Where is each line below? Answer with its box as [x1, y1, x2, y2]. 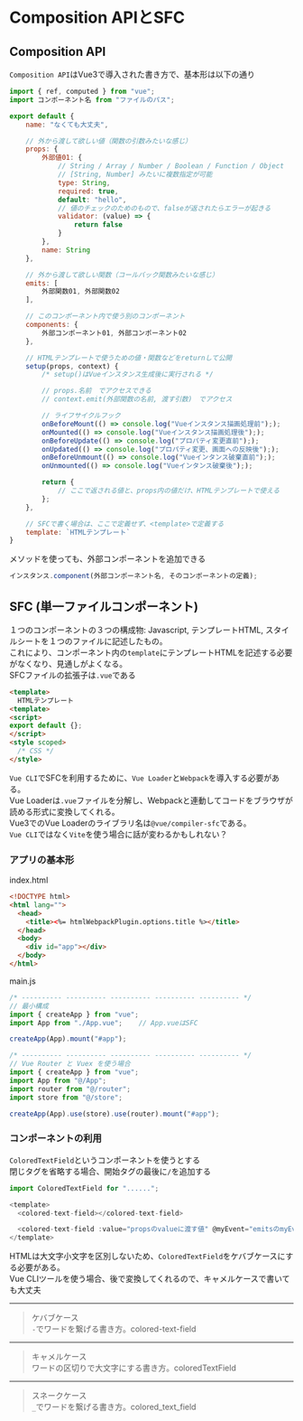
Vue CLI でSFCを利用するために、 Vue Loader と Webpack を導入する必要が [9, 772, 272, 783]
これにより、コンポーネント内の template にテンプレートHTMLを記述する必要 [9, 647, 293, 658]
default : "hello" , [57, 195, 127, 204]
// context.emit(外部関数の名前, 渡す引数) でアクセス [41, 395, 233, 404]
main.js [9, 976, 36, 986]
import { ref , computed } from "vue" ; [9, 87, 155, 96]
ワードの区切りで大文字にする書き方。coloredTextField [31, 1362, 236, 1373]
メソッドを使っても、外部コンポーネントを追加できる [9, 554, 206, 565]
